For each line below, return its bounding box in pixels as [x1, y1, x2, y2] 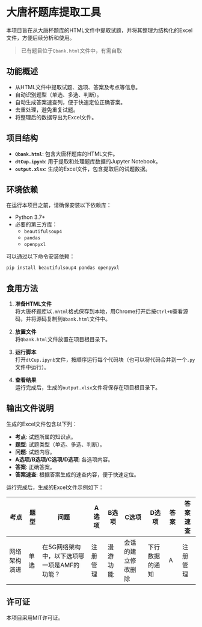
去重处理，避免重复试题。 [14, 106, 79, 113]
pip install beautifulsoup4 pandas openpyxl [6, 265, 120, 271]
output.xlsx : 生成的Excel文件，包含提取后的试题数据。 [14, 165, 151, 172]
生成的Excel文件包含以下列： [6, 420, 78, 427]
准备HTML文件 [14, 300, 52, 307]
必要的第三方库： [14, 221, 58, 228]
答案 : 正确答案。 [14, 463, 55, 470]
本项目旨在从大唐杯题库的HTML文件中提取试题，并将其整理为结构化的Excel [6, 27, 193, 34]
